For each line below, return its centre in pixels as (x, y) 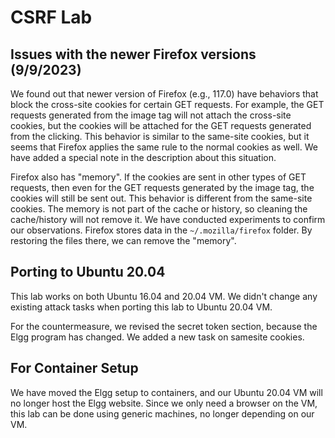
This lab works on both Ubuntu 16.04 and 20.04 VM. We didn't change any (164, 296)
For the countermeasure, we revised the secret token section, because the (164, 326)
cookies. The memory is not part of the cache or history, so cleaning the (159, 209)
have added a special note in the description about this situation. (143, 157)
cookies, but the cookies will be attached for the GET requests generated (161, 125)
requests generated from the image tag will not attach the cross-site (151, 115)
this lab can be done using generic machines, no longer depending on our (162, 413)
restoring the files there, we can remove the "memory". (123, 240)
